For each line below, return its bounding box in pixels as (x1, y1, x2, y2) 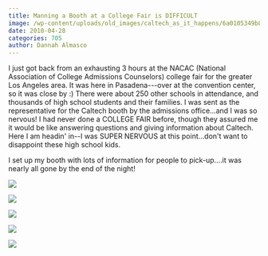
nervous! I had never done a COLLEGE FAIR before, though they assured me (8, 114, 258, 124)
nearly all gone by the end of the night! (8, 164, 136, 174)
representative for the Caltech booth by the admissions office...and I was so (8, 106, 258, 116)
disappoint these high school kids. (8, 140, 121, 150)
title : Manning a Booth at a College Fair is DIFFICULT (8, 11, 198, 20)
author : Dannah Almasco (8, 42, 88, 50)
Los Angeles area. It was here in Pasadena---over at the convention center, (8, 81, 256, 90)
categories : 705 (8, 34, 62, 42)
